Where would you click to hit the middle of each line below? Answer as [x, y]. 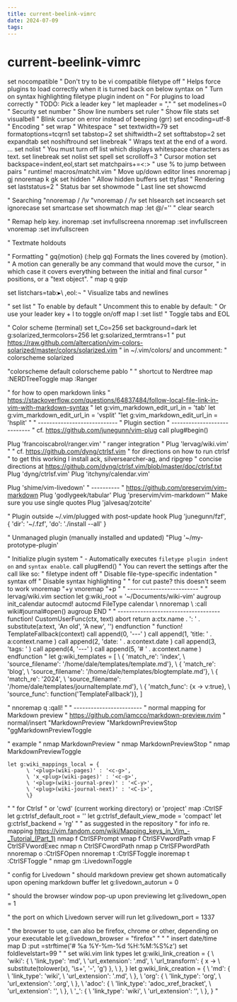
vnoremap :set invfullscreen [48, 229]
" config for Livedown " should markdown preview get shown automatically [117, 875]
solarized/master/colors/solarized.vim [63, 350]
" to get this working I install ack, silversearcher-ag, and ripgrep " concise [115, 459]
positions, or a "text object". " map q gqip [68, 279]
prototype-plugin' [33, 545]
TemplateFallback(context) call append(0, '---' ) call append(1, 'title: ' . [110, 634]
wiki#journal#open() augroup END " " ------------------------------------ [114, 612]
